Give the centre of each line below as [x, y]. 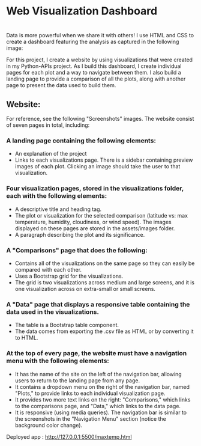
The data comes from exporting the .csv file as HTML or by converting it [104, 331]
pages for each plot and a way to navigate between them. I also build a [94, 73]
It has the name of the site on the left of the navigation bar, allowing [98, 374]
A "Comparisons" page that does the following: [77, 250]
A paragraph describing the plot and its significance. [80, 234]
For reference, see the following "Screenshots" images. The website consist [100, 119]
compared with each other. [48, 270]
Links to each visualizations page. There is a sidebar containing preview [104, 160]
